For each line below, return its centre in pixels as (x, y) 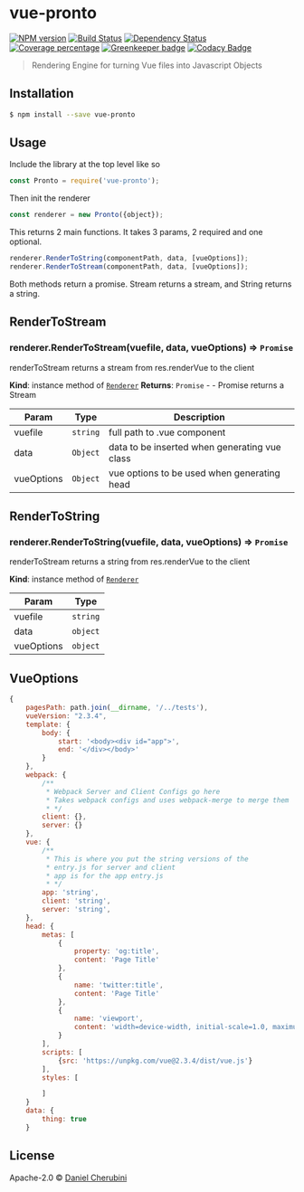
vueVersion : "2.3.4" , (66, 716)
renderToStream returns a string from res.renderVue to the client (130, 562)
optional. (26, 241)
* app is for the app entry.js (105, 875)
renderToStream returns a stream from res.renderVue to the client (132, 367)
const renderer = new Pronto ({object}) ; (87, 215)
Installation (42, 94)
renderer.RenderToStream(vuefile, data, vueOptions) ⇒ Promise (152, 348)
